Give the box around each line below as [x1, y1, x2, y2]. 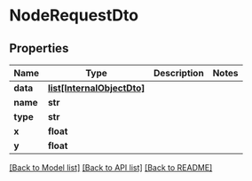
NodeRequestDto [9, 5, 139, 26]
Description [154, 67, 204, 79]
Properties [9, 41, 69, 56]
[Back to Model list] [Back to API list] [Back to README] [9, 162, 213, 173]
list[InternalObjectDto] [47, 82, 146, 94]
